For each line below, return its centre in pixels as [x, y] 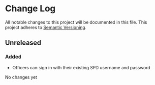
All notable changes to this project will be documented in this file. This [76, 22]
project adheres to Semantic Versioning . [46, 27]
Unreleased [23, 43]
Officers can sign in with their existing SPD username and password [81, 67]
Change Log [30, 9]
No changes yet [21, 77]
